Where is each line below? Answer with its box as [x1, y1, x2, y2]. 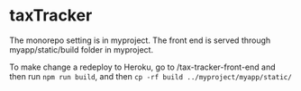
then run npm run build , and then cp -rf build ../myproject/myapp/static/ [9, 70, 293, 81]
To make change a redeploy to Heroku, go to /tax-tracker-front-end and [9, 62, 276, 72]
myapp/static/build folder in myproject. [9, 44, 154, 54]
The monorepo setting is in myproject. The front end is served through [9, 35, 271, 45]
